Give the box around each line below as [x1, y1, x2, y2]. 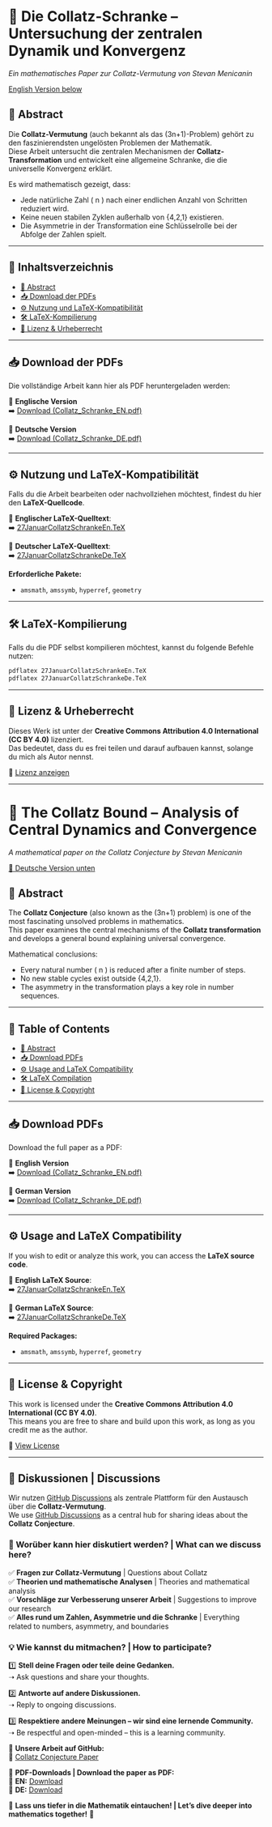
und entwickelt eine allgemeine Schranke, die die [63, 155, 228, 164]
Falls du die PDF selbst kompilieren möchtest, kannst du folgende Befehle [8, 643, 254, 652]
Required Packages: [8, 1331, 78, 1340]
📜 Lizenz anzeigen [8, 767, 70, 777]
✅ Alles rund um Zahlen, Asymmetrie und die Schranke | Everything [8, 1612, 240, 1622]
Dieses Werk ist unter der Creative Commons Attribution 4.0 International [8, 726, 259, 735]
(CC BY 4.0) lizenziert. [8, 735, 84, 744]
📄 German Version [8, 1186, 71, 1195]
